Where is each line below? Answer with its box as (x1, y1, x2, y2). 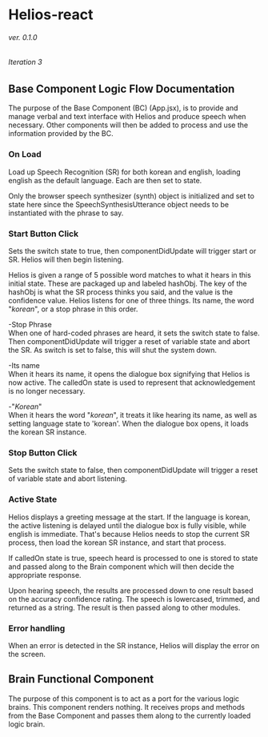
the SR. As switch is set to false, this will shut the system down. (8, 346, 218, 355)
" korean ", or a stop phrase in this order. (8, 304, 138, 314)
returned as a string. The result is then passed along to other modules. (8, 603, 241, 612)
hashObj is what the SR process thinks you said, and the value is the (8, 287, 234, 297)
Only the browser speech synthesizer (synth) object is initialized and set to (8, 190, 254, 201)
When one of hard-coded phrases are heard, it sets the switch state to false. (8, 328, 260, 338)
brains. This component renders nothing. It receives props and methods (8, 702, 246, 711)
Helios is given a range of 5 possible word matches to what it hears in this (8, 270, 252, 280)
